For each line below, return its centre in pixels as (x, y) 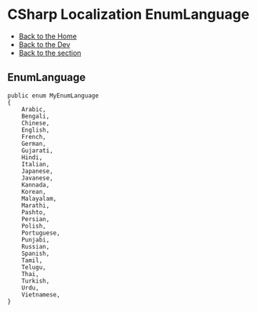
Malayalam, (39, 198)
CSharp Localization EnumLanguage (128, 15)
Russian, (36, 246)
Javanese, (38, 178)
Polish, (34, 226)
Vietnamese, (41, 295)
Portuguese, (41, 233)
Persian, (36, 219)
